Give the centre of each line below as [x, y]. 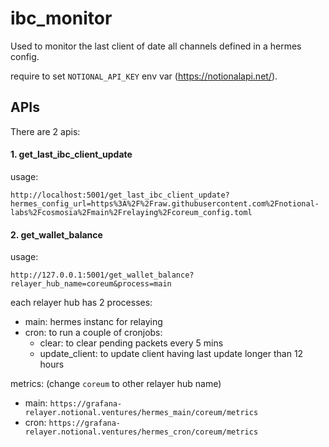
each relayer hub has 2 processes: [81, 303]
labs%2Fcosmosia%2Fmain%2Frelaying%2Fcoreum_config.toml [131, 212]
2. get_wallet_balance [56, 234]
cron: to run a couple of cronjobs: [93, 333]
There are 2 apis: [45, 131]
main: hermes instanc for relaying [93, 322]
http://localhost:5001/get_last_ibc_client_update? [120, 195]
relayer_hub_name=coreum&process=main [91, 284]
